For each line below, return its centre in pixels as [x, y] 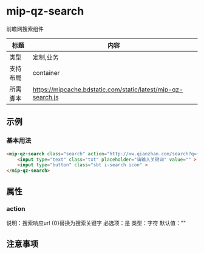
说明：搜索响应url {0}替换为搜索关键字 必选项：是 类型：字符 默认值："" [96, 223]
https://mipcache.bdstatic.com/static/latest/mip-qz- [108, 90]
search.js [46, 97]
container [46, 72]
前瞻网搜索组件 [25, 29]
